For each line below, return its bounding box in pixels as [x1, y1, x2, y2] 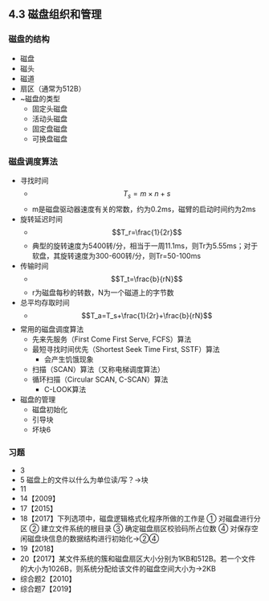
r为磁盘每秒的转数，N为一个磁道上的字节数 [31, 288, 174, 297]
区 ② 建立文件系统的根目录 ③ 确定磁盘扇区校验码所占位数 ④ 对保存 [19, 524, 251, 534]
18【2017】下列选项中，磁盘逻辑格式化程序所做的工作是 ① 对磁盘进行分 [19, 513, 261, 524]
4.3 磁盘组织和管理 [8, 7, 102, 22]
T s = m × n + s [123, 188, 171, 200]
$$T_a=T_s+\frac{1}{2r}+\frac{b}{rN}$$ [81, 310, 213, 320]
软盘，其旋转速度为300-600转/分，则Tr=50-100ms [31, 251, 202, 260]
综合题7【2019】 [19, 584, 76, 594]
